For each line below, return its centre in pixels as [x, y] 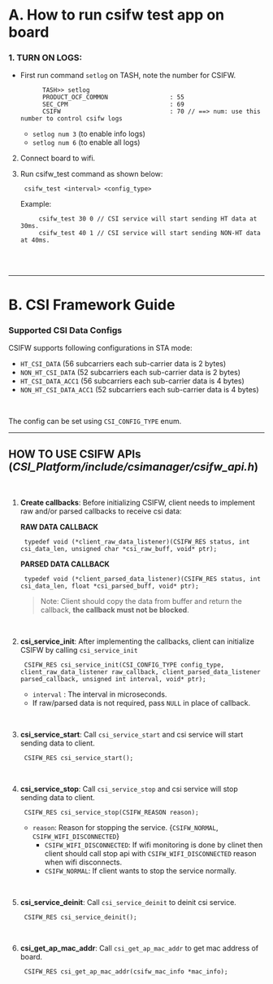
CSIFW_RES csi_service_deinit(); [80, 917]
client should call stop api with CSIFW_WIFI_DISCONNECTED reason [151, 853]
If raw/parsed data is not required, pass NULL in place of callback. [141, 702]
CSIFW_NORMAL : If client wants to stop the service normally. [141, 870]
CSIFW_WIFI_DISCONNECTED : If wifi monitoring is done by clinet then [154, 845]
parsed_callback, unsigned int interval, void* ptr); [113, 679]
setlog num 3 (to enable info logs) [89, 134]
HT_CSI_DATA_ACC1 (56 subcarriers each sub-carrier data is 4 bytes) [132, 381]
